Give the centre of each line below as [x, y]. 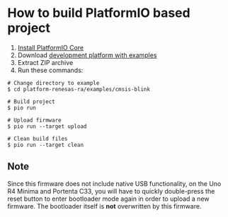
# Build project [31, 101]
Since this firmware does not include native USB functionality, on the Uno [114, 183]
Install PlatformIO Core [51, 47]
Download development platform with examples [87, 55]
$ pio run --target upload [47, 126]
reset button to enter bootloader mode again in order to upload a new [109, 199]
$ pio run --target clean [45, 145]
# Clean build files [38, 139]
